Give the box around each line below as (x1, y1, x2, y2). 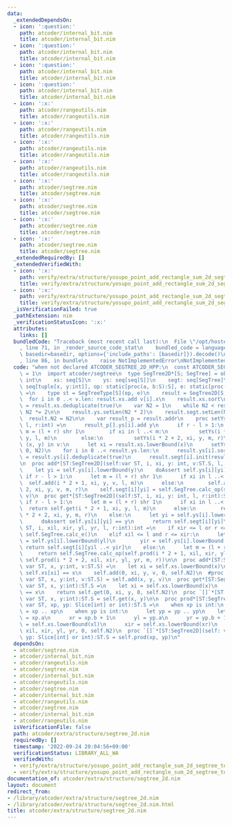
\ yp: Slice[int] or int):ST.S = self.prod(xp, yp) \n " (19, 633, 181, 640)
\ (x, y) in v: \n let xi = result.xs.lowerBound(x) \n (19, 441, 193, 448)
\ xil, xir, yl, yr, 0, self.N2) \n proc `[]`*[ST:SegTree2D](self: (19, 627, 221, 634)
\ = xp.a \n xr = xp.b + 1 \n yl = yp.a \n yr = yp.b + (19, 615, 221, 622)
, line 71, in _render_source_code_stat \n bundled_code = (19, 344, 199, 351)
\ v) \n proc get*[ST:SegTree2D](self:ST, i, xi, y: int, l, (19, 492, 199, 499)
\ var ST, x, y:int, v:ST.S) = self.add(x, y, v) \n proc (19, 575, 190, 583)
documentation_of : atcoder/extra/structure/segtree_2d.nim (7, 775, 181, 782)
